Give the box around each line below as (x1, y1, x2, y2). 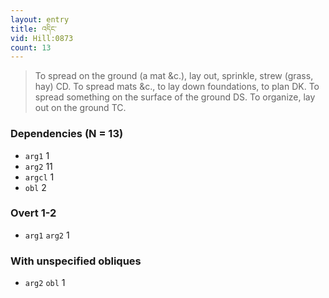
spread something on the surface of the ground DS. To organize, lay (34, 91, 316, 103)
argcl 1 (24, 171, 55, 183)
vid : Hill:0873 (10, 33, 74, 43)
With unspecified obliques (10, 254, 142, 268)
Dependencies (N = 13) (10, 127, 124, 141)
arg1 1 (24, 149, 50, 161)
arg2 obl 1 (24, 277, 66, 289)
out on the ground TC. (34, 102, 127, 114)
